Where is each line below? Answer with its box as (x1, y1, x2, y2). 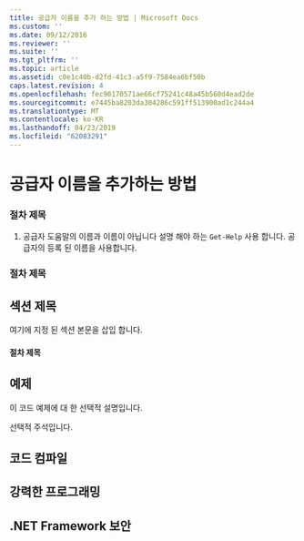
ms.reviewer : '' (9, 38, 71, 48)
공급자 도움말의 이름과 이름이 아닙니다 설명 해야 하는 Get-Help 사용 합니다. (22, 231, 287, 242)
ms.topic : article (9, 65, 79, 74)
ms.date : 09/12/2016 (9, 30, 88, 39)
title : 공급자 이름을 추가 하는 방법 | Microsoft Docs (9, 13, 198, 23)
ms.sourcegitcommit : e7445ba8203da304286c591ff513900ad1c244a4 (9, 97, 255, 107)
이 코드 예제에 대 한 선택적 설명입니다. (9, 402, 143, 413)
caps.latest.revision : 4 (9, 81, 104, 90)
